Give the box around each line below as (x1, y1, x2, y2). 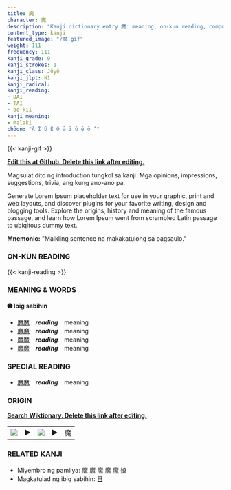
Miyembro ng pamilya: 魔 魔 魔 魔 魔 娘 (16, 466, 127, 474)
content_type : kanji (7, 29, 67, 37)
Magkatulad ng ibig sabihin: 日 (16, 474, 103, 483)
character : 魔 (7, 17, 47, 23)
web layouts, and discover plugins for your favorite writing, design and (7, 199, 207, 208)
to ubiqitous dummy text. (7, 222, 78, 230)
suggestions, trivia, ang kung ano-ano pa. (7, 179, 126, 187)
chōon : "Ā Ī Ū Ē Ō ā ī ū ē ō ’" (7, 126, 100, 133)
